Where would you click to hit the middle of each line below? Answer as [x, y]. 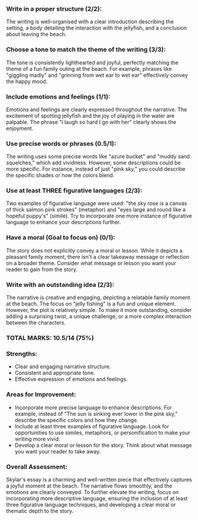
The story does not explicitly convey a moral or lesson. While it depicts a [95, 251]
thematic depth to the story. [40, 511]
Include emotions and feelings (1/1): [58, 96]
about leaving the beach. [36, 34]
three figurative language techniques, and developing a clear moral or [91, 505]
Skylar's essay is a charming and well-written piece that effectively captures [99, 479]
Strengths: [22, 353]
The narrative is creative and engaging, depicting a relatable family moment [98, 298]
